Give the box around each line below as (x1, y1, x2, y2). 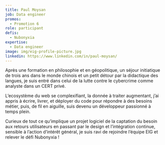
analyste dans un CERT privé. (5, 83, 66, 89)
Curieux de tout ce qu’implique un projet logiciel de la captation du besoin (5, 118, 157, 125)
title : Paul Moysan (5, 7, 46, 12)
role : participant (5, 26, 43, 31)
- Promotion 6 (9, 21, 39, 26)
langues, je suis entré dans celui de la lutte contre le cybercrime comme (5, 78, 153, 84)
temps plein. (5, 109, 31, 115)
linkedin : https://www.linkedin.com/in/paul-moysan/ (5, 53, 117, 59)
